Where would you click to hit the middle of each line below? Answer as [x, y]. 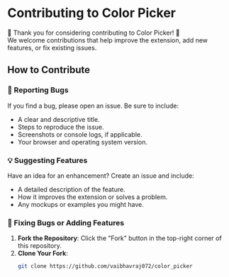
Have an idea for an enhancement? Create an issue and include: [101, 176]
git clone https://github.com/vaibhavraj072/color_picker [105, 266]
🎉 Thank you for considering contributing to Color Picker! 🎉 [94, 33]
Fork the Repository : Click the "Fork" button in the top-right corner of [119, 238]
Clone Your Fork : [43, 254]
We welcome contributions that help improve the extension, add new [107, 40]
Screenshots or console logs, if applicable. [80, 134]
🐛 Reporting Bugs [38, 90]
